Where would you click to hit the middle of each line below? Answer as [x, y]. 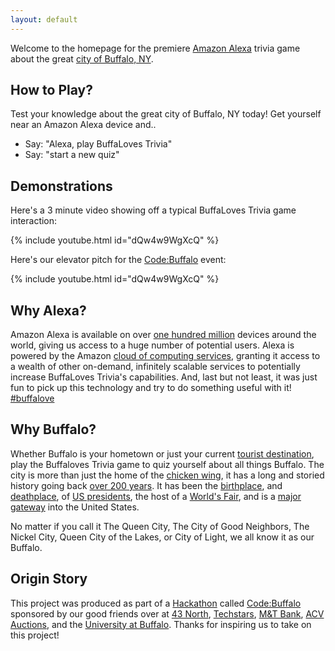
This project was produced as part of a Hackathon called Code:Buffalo [156, 603]
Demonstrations [61, 186]
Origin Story [49, 579]
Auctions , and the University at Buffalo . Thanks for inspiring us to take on [161, 624]
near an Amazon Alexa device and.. [83, 125]
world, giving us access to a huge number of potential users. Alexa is [152, 345]
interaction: [34, 221]
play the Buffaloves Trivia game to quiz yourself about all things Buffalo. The [167, 464]
